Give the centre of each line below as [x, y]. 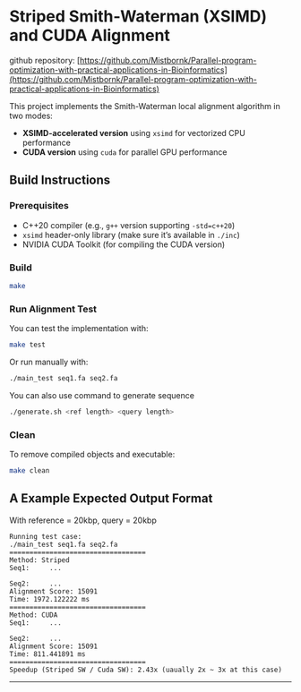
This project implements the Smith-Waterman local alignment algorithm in [145, 106]
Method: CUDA [34, 615]
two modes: [31, 115]
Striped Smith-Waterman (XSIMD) [138, 17]
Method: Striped [39, 560]
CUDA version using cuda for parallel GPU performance [125, 152]
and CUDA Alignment [90, 35]
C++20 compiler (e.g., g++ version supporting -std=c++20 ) [129, 225]
